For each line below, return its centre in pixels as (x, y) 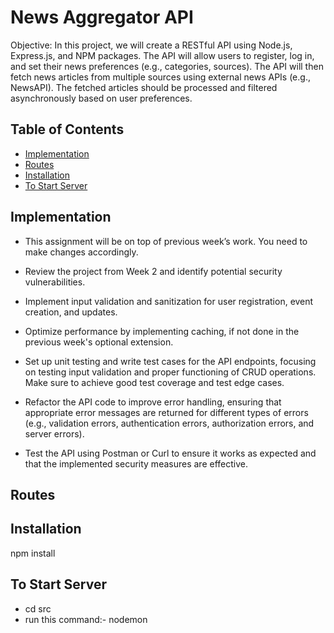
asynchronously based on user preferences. (101, 98)
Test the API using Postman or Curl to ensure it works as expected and (170, 453)
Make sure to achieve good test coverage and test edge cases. (154, 382)
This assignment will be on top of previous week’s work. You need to (166, 241)
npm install (33, 553)
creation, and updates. (71, 312)
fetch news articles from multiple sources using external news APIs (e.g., (160, 77)
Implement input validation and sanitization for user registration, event (169, 301)
